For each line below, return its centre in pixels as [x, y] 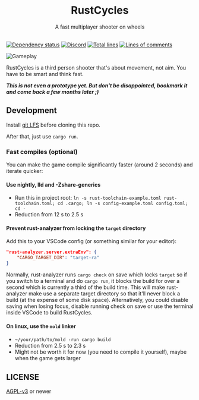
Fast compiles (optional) [42, 152]
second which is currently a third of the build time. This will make [86, 287]
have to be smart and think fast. [45, 74]
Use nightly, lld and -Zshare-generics [53, 184]
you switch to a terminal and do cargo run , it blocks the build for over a [93, 281]
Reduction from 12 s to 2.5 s [49, 215]
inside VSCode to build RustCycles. [50, 313]
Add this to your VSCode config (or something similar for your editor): [91, 241]
